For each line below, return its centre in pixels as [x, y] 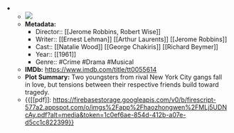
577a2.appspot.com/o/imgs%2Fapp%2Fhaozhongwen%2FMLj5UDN [126, 107]
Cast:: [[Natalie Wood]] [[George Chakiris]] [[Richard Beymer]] [127, 47]
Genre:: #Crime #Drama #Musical [84, 62]
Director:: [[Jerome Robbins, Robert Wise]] [98, 32]
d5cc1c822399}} [49, 122]
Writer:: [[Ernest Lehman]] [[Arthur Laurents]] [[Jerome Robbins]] [131, 39]
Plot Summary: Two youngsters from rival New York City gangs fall [123, 77]
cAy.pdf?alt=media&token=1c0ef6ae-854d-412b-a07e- [105, 115]
